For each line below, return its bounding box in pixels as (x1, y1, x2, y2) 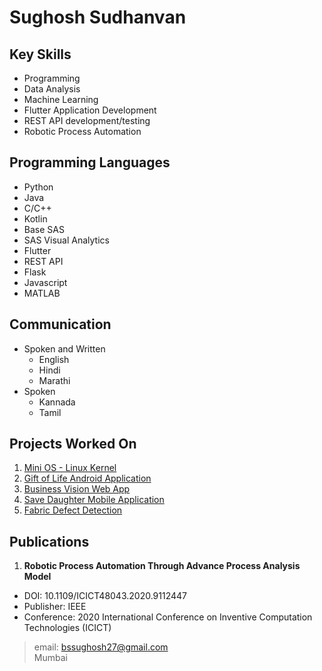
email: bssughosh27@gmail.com (33, 641, 169, 653)
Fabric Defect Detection (23, 504, 123, 516)
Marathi (38, 374, 71, 386)
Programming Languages (9, 154, 171, 171)
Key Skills (9, 46, 72, 63)
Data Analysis (23, 83, 81, 95)
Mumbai (33, 652, 68, 664)
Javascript (23, 276, 68, 288)
